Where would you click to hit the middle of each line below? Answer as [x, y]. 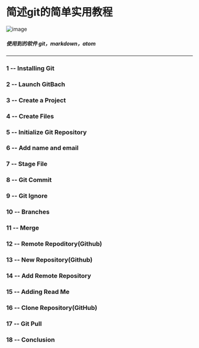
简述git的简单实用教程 [60, 12]
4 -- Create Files [30, 116]
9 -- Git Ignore [27, 196]
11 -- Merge [23, 228]
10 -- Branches [28, 212]
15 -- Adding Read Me [38, 291]
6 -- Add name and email [42, 148]
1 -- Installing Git [31, 68]
